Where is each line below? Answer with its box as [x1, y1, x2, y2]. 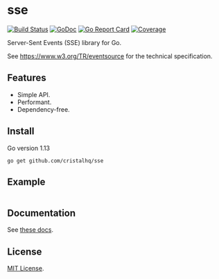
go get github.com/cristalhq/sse [7, 157, 104, 164]
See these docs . [7, 226, 54, 234]
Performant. [17, 98, 52, 106]
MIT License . [7, 264, 44, 272]
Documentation [7, 207, 76, 219]
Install [7, 126, 35, 137]
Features [7, 72, 46, 84]
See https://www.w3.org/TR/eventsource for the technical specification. [7, 51, 213, 60]
